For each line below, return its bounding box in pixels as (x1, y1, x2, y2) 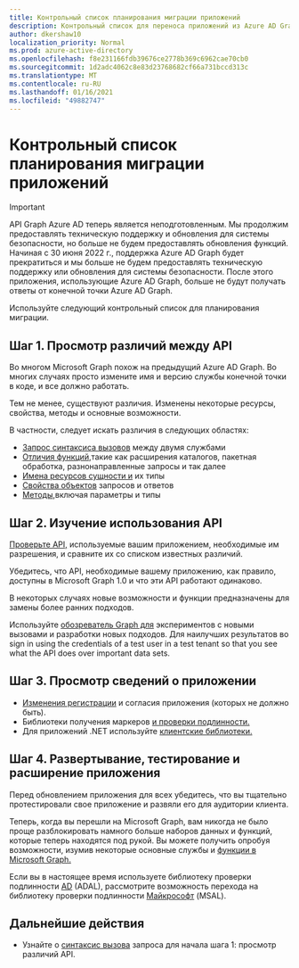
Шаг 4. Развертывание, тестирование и (9, 751, 240, 767)
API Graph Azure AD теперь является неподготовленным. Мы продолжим (9, 219, 289, 230)
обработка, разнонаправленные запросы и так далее (21, 461, 227, 472)
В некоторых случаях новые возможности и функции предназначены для (9, 592, 290, 603)
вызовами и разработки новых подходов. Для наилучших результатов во (9, 628, 289, 639)
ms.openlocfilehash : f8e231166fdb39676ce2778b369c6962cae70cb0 (9, 54, 249, 63)
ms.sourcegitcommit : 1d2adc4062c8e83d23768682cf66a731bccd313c (9, 63, 249, 72)
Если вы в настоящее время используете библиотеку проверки (9, 871, 252, 881)
